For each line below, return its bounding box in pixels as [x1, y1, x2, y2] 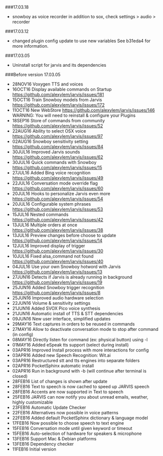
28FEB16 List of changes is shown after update [12, 378, 108, 384]
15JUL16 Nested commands [12, 212, 69, 217]
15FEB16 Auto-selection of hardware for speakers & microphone [12, 430, 142, 436]
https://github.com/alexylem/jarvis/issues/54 [12, 196, 104, 202]
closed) [12, 373, 28, 379]
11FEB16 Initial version [12, 446, 56, 452]
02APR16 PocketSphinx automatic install [12, 363, 94, 369]
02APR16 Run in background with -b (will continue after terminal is [12, 368, 147, 374]
